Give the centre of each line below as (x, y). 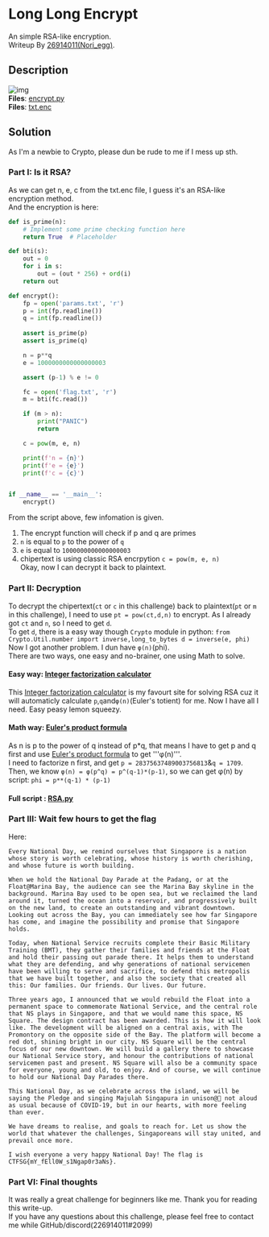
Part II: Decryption (45, 588)
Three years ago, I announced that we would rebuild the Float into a (129, 999)
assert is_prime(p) (56, 334)
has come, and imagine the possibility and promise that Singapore (124, 922)
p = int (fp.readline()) (63, 311)
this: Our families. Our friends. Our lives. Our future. (108, 985)
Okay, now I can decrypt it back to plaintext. (93, 567)
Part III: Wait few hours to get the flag (83, 819)
